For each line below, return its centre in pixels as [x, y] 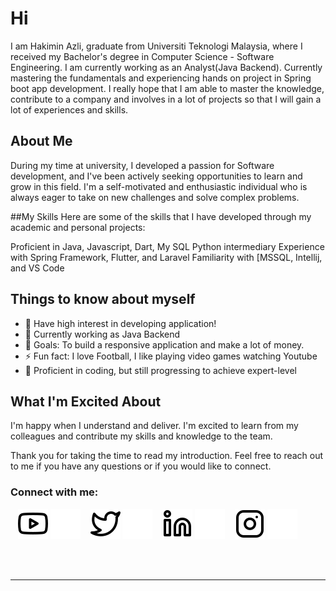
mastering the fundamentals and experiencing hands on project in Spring [161, 78]
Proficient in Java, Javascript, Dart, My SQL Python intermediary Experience [167, 246]
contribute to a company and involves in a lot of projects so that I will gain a [166, 99]
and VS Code [37, 268]
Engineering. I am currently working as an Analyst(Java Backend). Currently [166, 67]
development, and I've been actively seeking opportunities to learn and [156, 176]
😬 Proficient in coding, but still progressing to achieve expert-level [160, 370]
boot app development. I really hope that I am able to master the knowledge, [167, 88]
